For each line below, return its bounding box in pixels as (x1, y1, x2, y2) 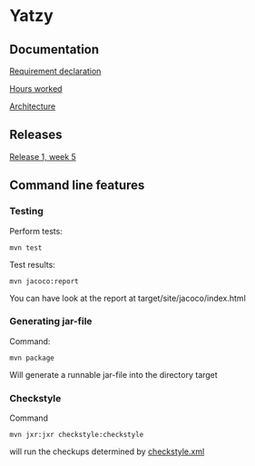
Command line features (9, 178, 145, 193)
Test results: (9, 259, 56, 270)
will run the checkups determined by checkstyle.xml (9, 446, 205, 457)
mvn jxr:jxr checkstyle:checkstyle (9, 431, 144, 440)
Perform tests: (9, 225, 64, 236)
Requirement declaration (9, 65, 102, 76)
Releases (9, 127, 63, 143)
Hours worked (9, 84, 63, 94)
